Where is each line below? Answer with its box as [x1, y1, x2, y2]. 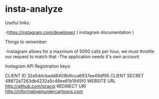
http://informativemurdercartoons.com [5, 88, 83, 94]
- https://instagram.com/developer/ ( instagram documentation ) [5, 29, 134, 35]
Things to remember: [5, 38, 48, 45]
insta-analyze [5, 3, 63, 15]
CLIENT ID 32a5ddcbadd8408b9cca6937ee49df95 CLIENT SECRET [5, 72, 144, 78]
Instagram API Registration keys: [5, 63, 71, 69]
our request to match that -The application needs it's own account [5, 53, 139, 60]
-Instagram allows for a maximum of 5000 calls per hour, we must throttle [5, 48, 155, 54]
